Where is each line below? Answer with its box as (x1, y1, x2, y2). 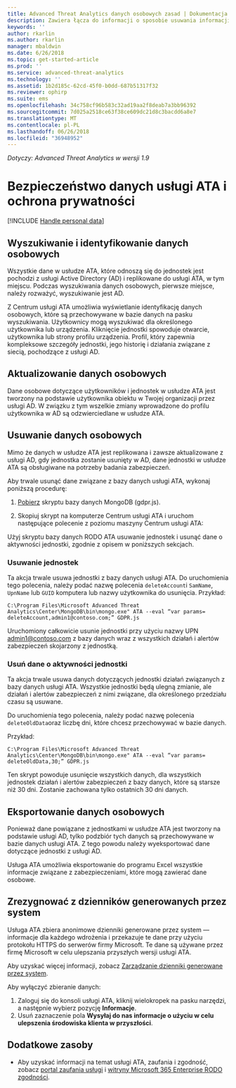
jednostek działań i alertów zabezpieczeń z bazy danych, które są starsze (7, 778, 221, 786)
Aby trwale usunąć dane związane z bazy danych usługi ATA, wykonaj (7, 476, 211, 485)
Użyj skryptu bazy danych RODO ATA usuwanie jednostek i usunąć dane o (7, 532, 223, 541)
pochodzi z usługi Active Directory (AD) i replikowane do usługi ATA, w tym (7, 274, 225, 282)
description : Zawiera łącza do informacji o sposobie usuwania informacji (7, 17, 231, 24)
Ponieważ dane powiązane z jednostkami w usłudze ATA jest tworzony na (7, 824, 221, 833)
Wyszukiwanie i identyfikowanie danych (7, 237, 189, 249)
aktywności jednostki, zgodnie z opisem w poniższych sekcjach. (7, 539, 195, 549)
